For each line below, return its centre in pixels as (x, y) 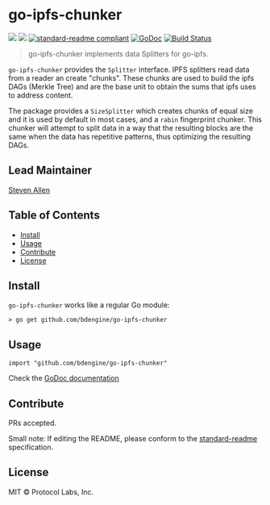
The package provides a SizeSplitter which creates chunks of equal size (131, 111)
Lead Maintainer (50, 171)
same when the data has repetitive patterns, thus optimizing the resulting (130, 136)
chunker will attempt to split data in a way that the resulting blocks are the (131, 127)
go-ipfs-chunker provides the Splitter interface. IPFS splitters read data (129, 69)
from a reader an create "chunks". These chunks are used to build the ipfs (131, 77)
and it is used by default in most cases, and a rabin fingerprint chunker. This (135, 119)
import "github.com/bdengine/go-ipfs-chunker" (88, 363)
